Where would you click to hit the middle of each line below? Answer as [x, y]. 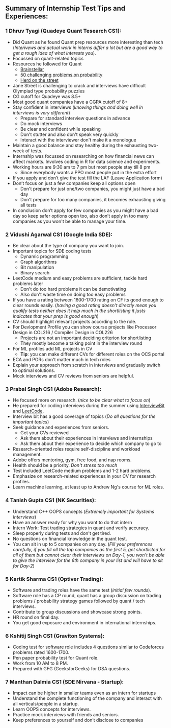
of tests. [34, 151]
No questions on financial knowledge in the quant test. [70, 538]
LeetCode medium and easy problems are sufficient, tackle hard [80, 278]
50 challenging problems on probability [61, 75]
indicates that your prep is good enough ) [56, 316]
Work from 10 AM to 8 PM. [40, 663]
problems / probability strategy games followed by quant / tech [79, 601]
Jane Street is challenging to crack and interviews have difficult [79, 85]
